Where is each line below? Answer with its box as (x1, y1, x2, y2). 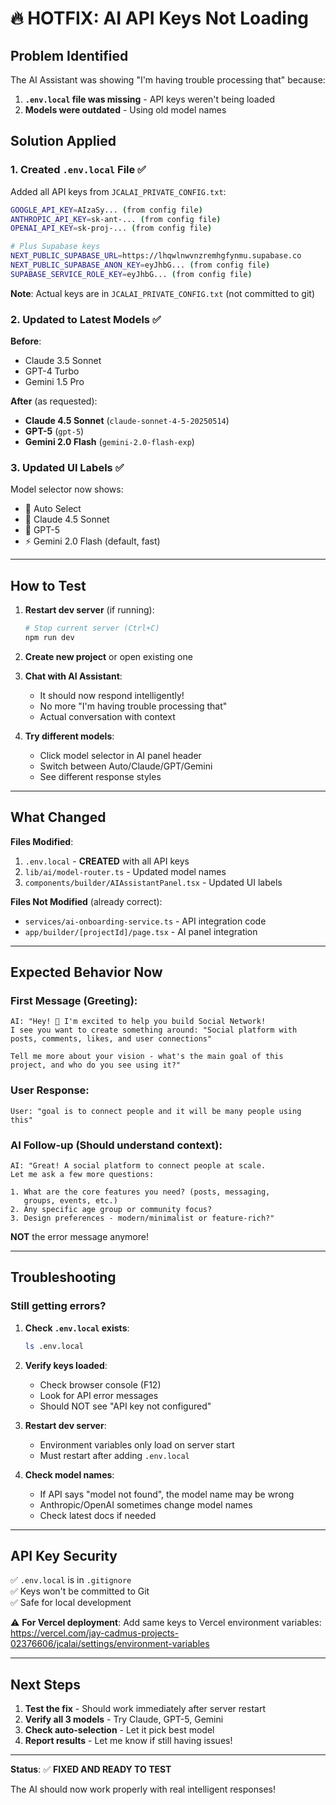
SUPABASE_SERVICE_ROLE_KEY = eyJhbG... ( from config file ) (10, 269, 253, 279)
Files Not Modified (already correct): (10, 895, 163, 907)
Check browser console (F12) (39, 1378, 162, 1391)
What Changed (10, 809, 107, 826)
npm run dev (24, 633, 75, 643)
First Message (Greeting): (10, 994, 138, 1008)
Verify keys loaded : (24, 1359, 108, 1371)
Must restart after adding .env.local (39, 1449, 190, 1461)
